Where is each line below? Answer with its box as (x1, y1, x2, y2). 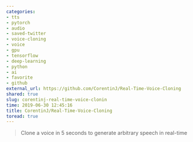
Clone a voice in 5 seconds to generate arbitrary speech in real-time (20, 130, 188, 137)
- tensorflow (6, 53, 38, 59)
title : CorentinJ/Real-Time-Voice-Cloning (6, 108, 112, 114)
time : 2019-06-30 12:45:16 (6, 102, 73, 108)
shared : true (6, 91, 38, 97)
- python (6, 63, 28, 70)
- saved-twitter (6, 31, 46, 37)
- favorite (6, 75, 33, 80)
